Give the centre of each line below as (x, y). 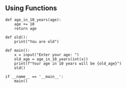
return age (25, 28)
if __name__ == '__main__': (34, 76)
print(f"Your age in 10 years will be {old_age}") (68, 63)
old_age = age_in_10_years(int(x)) (51, 59)
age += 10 (24, 24)
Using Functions (31, 8)
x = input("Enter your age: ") (47, 54)
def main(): (17, 50)
